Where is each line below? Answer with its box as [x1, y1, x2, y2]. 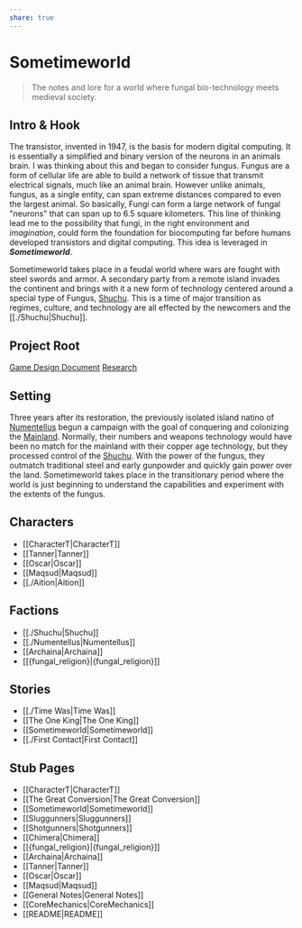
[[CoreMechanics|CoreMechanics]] [22, 899, 155, 910]
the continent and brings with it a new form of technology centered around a [9, 283, 293, 294]
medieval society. [31, 91, 97, 102]
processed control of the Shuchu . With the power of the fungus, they [9, 450, 266, 460]
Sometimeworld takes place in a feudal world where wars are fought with [9, 264, 281, 275]
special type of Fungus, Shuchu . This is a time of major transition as [9, 293, 261, 304]
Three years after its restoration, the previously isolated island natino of [9, 412, 275, 423]
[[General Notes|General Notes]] [22, 889, 144, 901]
